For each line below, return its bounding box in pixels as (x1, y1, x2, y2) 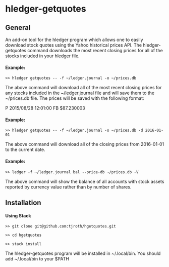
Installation (5, 199, 41, 207)
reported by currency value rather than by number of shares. (5, 183, 132, 190)
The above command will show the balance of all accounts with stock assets (5, 178, 164, 184)
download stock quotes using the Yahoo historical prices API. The (5, 42, 142, 48)
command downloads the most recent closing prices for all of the (27, 48, 163, 53)
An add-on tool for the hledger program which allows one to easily (5, 36, 143, 43)
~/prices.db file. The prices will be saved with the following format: (5, 95, 144, 101)
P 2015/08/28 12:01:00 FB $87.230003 (5, 105, 85, 111)
